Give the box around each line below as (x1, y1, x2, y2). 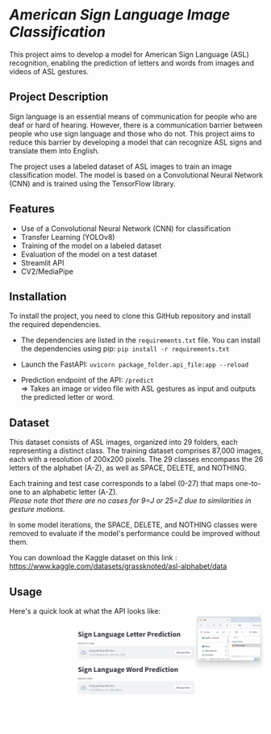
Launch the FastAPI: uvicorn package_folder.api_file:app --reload (20, 359, 249, 369)
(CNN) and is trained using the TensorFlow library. (9, 178, 176, 188)
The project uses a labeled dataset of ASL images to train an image (9, 161, 232, 171)
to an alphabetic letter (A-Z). (23, 487, 118, 497)
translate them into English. (9, 145, 100, 155)
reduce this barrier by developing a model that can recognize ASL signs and (9, 137, 262, 147)
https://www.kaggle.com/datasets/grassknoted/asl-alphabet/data (9, 561, 227, 571)
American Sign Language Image (9, 6, 231, 24)
